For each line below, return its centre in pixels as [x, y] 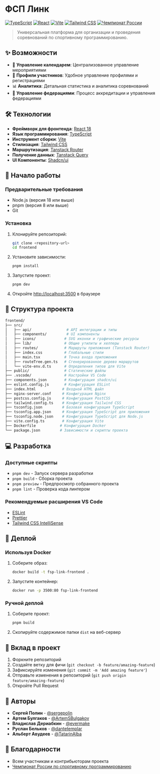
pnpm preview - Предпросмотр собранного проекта [65, 484]
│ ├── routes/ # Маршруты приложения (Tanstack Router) [78, 348]
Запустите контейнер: [35, 582]
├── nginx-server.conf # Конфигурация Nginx [56, 394]
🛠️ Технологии [28, 114]
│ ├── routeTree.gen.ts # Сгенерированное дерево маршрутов [72, 362]
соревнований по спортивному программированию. [72, 37]
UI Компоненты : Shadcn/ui [40, 160]
